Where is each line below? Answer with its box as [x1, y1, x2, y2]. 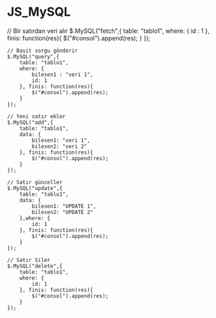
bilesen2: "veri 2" [32, 143, 88, 150]
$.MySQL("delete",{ [7, 263, 63, 269]
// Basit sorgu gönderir [7, 47, 78, 54]
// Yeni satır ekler [7, 113, 67, 120]
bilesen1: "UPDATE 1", [32, 202, 97, 209]
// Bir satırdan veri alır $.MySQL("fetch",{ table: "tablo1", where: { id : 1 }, [7, 27, 210, 35]
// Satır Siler [7, 256, 51, 263]
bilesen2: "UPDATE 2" [32, 209, 94, 215]
